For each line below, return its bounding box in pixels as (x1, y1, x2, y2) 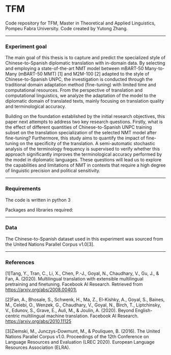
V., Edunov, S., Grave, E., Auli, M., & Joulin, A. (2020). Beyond (5, 307, 134, 314)
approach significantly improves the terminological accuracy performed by (5, 151, 162, 157)
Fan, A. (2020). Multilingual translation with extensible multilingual (5, 276, 144, 282)
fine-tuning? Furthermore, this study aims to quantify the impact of (5, 135, 145, 141)
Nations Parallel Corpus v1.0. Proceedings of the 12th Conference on (5, 334, 149, 340)
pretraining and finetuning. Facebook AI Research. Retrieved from (5, 281, 143, 288)
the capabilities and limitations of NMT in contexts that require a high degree (5, 162, 166, 169)
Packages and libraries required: (5, 206, 74, 212)
